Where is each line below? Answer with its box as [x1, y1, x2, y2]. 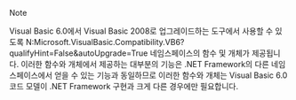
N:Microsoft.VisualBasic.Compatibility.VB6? [25, 37, 185, 47]
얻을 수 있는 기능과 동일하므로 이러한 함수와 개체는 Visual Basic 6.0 [54, 70, 288, 81]
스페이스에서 [9, 70, 53, 81]
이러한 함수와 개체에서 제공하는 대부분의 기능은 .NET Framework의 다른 [20, 59, 269, 69]
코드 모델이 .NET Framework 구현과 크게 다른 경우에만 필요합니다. [9, 81, 238, 91]
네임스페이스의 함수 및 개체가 [149, 48, 251, 58]
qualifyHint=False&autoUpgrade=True [9, 48, 148, 58]
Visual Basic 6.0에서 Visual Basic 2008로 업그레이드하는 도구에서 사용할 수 [9, 26, 274, 36]
